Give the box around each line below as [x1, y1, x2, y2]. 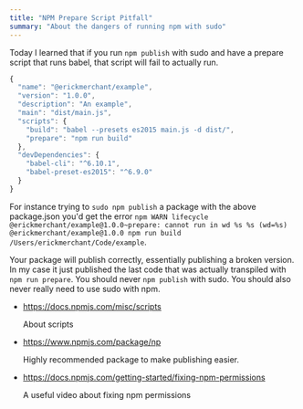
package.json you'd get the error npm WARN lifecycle [9, 211, 209, 222]
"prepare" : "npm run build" [26, 133, 132, 142]
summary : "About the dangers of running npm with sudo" [9, 22, 226, 31]
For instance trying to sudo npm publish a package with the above [9, 201, 257, 212]
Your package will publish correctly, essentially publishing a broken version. [9, 254, 295, 265]
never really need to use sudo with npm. [9, 283, 161, 294]
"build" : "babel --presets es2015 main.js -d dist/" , [26, 125, 235, 134]
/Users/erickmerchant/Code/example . [9, 236, 148, 247]
